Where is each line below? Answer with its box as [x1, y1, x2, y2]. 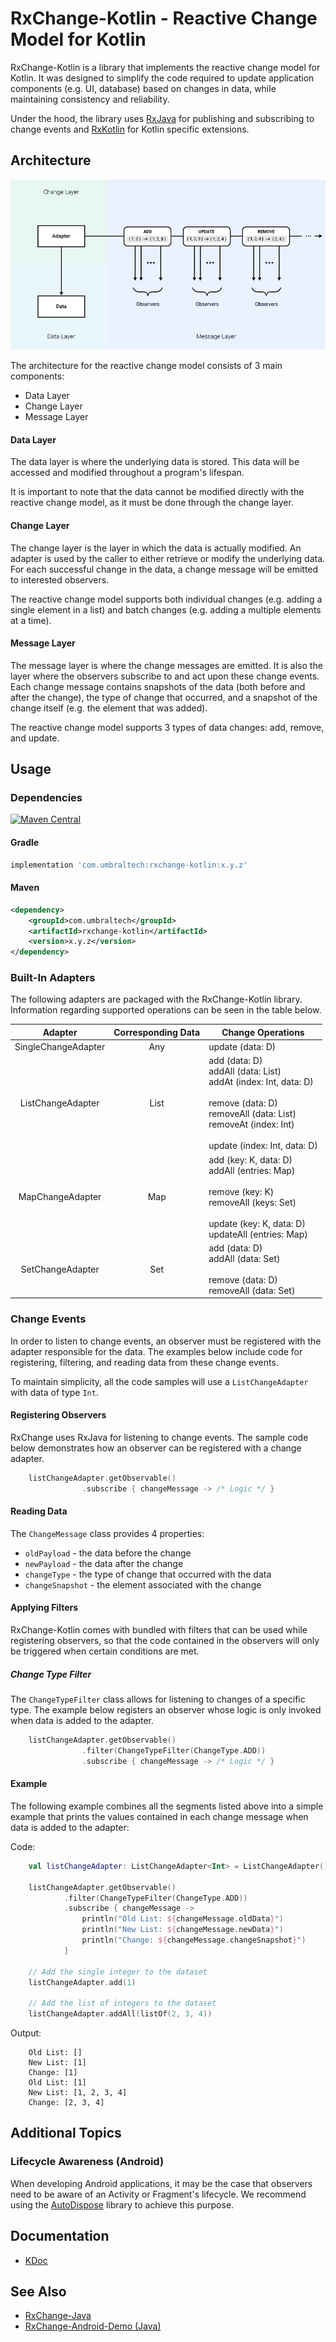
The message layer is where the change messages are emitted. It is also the [10, 659, 323, 671]
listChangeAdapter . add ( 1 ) [28, 1977, 137, 1987]
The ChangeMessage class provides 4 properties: [10, 1527, 205, 1539]
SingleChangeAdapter [14, 1041, 106, 1053]
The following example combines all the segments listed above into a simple [10, 1800, 324, 1812]
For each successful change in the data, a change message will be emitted [10, 563, 319, 575]
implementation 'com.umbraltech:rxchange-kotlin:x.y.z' [10, 860, 248, 870]
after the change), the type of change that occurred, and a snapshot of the [10, 691, 318, 703]
